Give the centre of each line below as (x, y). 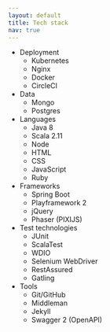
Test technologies (48, 228)
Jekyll (41, 312)
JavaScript (49, 169)
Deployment (39, 53)
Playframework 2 (59, 203)
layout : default (35, 15)
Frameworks (40, 186)
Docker (43, 77)
